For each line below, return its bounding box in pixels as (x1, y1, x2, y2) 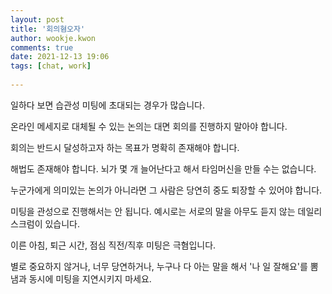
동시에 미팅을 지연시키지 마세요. (28, 272, 152, 285)
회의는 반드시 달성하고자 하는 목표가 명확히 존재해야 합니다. (10, 141, 240, 153)
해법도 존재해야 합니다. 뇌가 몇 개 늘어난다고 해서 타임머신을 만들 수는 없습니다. (10, 162, 317, 175)
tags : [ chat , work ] (10, 61, 92, 71)
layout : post (10, 14, 65, 25)
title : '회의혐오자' (10, 24, 86, 34)
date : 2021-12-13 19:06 (10, 52, 110, 62)
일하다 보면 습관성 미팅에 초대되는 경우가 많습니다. (10, 99, 206, 111)
